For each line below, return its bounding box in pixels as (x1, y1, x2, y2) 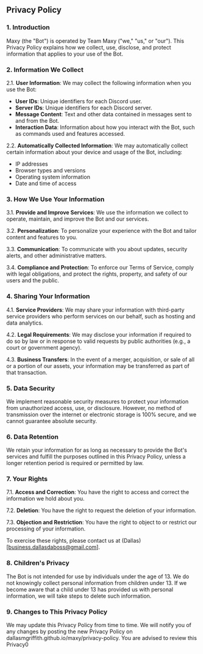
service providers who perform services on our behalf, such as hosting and (6, 312, 196, 320)
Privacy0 (6, 641, 29, 648)
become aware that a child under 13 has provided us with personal (6, 586, 174, 593)
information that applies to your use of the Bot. (6, 50, 124, 57)
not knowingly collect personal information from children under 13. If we (6, 579, 187, 586)
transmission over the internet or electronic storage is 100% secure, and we (6, 411, 197, 418)
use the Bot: (6, 86, 37, 93)
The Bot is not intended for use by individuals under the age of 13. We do (6, 573, 190, 580)
